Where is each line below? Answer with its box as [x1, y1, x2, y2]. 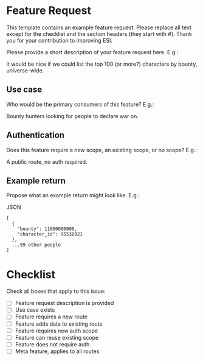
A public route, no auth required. [6, 158, 88, 165]
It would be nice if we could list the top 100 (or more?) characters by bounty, [6, 60, 198, 68]
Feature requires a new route [15, 313, 88, 320]
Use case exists [15, 306, 55, 314]
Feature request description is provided [15, 300, 114, 307]
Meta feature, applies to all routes [15, 348, 100, 355]
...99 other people [12, 242, 61, 248]
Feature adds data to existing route [15, 320, 103, 328]
